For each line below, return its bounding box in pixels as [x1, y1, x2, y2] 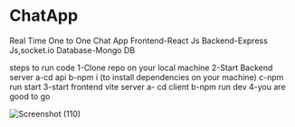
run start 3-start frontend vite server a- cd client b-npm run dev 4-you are [9, 81, 287, 92]
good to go [9, 91, 51, 102]
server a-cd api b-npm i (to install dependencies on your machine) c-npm [9, 71, 284, 82]
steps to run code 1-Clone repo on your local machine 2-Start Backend [9, 62, 273, 73]
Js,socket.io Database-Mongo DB [9, 44, 136, 55]
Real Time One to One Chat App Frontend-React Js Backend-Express [9, 35, 269, 46]
